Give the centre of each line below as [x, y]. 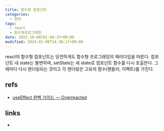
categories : [17, 14]
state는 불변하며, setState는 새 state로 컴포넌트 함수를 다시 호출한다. [86, 63]
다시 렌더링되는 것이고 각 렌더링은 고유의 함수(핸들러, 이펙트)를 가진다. [86, 69]
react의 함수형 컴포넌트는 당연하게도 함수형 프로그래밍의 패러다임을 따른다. [78, 56]
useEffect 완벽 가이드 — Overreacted [49, 97]
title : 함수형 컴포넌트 [26, 10]
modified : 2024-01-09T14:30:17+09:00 [44, 42]
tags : [11, 23]
